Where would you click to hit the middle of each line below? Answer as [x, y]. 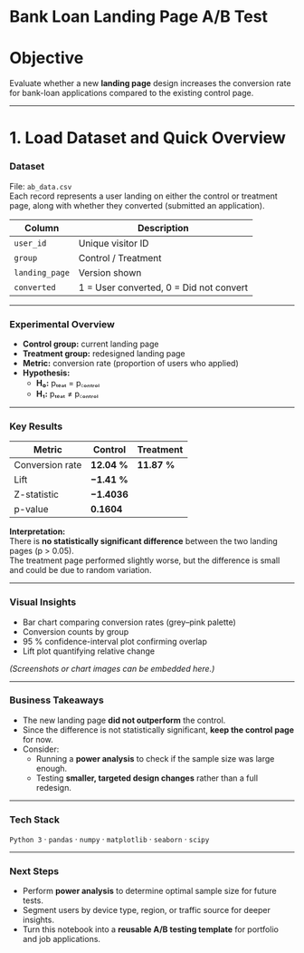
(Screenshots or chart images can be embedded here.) [112, 668]
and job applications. [62, 939]
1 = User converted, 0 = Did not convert [163, 287]
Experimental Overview [62, 324]
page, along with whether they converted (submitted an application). [137, 205]
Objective [47, 58]
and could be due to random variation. [81, 570]
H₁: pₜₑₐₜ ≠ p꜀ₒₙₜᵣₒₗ [67, 394]
